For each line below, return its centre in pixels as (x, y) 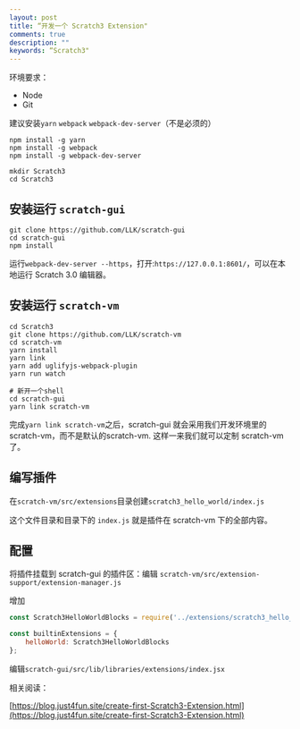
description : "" (39, 42)
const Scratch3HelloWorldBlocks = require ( (92, 618)
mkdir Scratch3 (37, 172)
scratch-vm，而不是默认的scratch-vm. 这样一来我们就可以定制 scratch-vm (146, 436)
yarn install (33, 350)
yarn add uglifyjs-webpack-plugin (74, 366)
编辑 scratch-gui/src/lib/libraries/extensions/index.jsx (117, 668)
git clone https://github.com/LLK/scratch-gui (97, 230)
